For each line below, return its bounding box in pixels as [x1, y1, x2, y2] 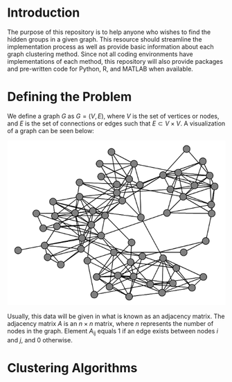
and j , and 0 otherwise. [7, 336, 73, 344]
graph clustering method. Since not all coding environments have [7, 50, 193, 58]
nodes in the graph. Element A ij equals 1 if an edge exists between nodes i [7, 327, 218, 337]
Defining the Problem [7, 89, 132, 105]
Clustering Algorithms [7, 360, 138, 376]
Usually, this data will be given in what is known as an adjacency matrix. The [7, 312, 225, 320]
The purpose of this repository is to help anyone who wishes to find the [7, 28, 211, 36]
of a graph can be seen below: [7, 126, 95, 134]
